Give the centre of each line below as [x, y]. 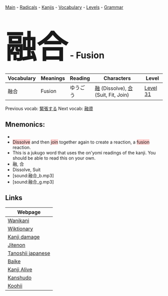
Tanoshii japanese [29, 253]
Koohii [15, 285]
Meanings [53, 78]
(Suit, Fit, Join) [112, 95]
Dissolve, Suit [26, 170]
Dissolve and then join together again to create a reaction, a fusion [81, 142]
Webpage [29, 212]
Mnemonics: [25, 125]
